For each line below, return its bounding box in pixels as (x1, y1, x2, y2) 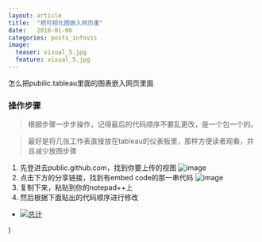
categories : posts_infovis (8, 33, 98, 42)
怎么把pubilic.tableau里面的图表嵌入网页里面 (8, 78, 154, 88)
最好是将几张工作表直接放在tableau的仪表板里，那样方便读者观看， (27, 136, 248, 146)
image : (8, 41, 30, 49)
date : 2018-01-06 (8, 26, 73, 34)
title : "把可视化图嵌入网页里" (8, 19, 103, 27)
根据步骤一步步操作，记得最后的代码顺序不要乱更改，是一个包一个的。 (27, 119, 258, 129)
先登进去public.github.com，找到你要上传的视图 (19, 163, 177, 172)
